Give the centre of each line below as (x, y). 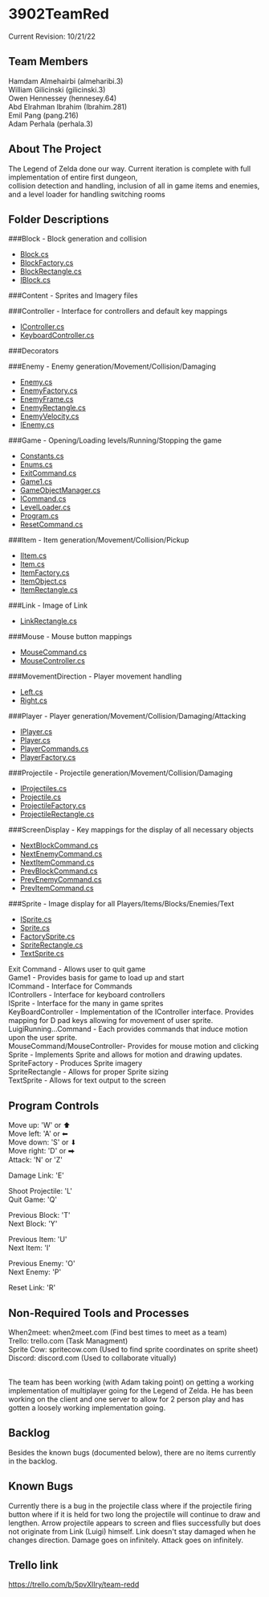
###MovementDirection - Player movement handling (95, 676)
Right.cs (34, 700)
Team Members (48, 62)
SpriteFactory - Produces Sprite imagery (75, 1063)
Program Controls (53, 1106)
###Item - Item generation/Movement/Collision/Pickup (99, 540)
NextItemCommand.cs (57, 863)
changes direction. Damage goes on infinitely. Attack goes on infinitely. (126, 1540)
